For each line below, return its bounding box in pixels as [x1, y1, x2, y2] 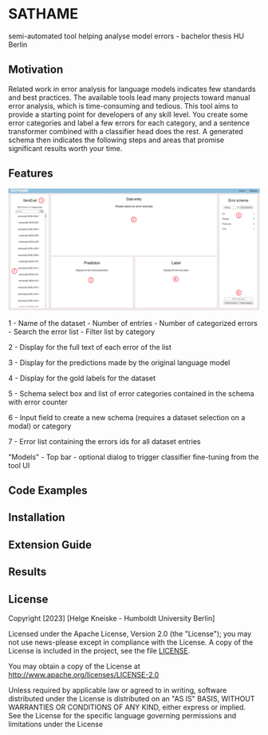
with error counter [8, 397, 68, 407]
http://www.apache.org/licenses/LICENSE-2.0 [8, 670, 160, 680]
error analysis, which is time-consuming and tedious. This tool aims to [8, 101, 238, 110]
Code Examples [8, 484, 88, 498]
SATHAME [8, 5, 78, 23]
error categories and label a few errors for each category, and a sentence [8, 117, 250, 128]
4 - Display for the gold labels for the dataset [8, 373, 156, 383]
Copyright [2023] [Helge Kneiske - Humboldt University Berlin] [8, 614, 215, 623]
